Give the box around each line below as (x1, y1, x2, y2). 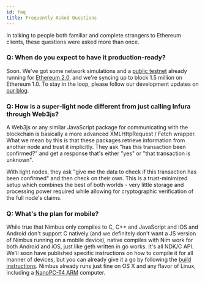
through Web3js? (6, 110, 59, 118)
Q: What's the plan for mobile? (6, 210, 99, 218)
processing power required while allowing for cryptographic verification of (6, 188, 194, 195)
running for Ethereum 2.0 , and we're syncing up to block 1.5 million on (6, 74, 182, 81)
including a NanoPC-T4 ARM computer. (6, 269, 106, 276)
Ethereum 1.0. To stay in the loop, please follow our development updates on (6, 80, 199, 88)
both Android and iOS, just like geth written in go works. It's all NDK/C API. (6, 243, 194, 250)
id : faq (6, 9, 26, 15)
